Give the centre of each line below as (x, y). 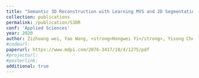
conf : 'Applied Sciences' (38, 28)
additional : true (28, 66)
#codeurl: (18, 45)
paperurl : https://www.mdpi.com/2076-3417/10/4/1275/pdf (78, 50)
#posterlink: (22, 60)
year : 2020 (20, 33)
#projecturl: (22, 55)
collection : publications (38, 17)
